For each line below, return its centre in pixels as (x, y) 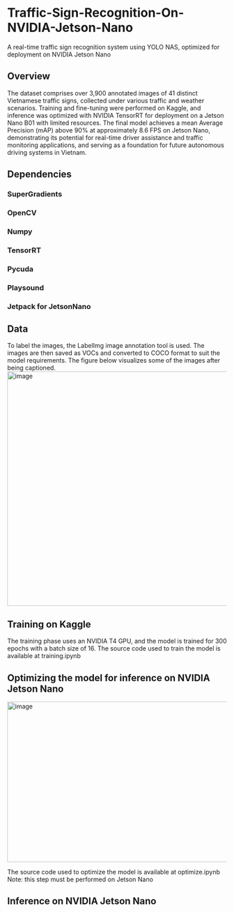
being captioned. (31, 368)
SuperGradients (35, 195)
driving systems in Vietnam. (47, 152)
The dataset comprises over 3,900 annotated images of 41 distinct (103, 93)
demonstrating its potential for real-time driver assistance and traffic (105, 137)
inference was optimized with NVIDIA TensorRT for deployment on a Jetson (116, 115)
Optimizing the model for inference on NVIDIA (109, 678)
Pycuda (20, 268)
